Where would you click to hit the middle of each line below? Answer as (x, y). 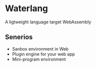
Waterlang (27, 8)
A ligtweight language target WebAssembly (48, 22)
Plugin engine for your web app (43, 54)
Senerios (19, 37)
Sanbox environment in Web (40, 49)
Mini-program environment (39, 59)
